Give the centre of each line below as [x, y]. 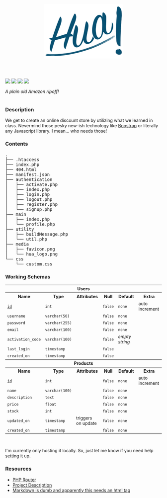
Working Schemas [28, 276]
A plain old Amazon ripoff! [32, 91]
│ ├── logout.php [29, 199]
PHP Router [24, 480]
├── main [16, 214]
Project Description [32, 485]
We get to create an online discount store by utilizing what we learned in [79, 120]
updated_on [18, 421]
